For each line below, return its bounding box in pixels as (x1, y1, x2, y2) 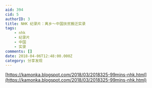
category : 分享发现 (5, 58, 43, 63)
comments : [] (5, 49, 32, 54)
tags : (5, 26, 16, 31)
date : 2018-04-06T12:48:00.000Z (5, 53, 72, 59)
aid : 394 (5, 7, 23, 12)
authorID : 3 (5, 16, 30, 21)
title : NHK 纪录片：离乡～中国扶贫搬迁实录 (5, 21, 86, 26)
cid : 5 (5, 12, 19, 17)
